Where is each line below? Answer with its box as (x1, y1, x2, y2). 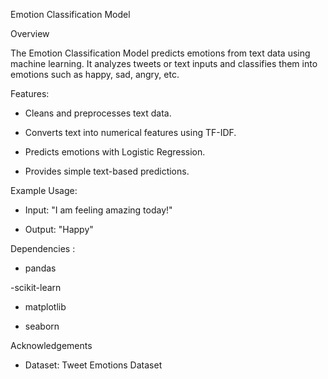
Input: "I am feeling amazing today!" (24, 204, 173, 216)
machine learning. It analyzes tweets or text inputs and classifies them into (10, 58, 318, 69)
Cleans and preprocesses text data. (24, 107, 172, 119)
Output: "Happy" (24, 224, 94, 235)
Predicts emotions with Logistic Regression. (24, 146, 206, 158)
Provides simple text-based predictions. (24, 165, 190, 177)
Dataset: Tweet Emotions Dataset (24, 359, 163, 371)
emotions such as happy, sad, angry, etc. (10, 69, 180, 80)
